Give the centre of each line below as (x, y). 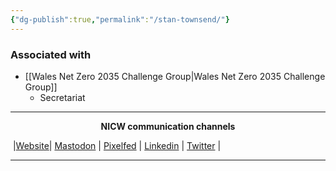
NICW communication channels (168, 126)
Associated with (51, 54)
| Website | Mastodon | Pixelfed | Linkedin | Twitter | (117, 145)
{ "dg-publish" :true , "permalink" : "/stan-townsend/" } (120, 19)
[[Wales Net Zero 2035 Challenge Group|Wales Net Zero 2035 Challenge (175, 76)
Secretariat (62, 97)
